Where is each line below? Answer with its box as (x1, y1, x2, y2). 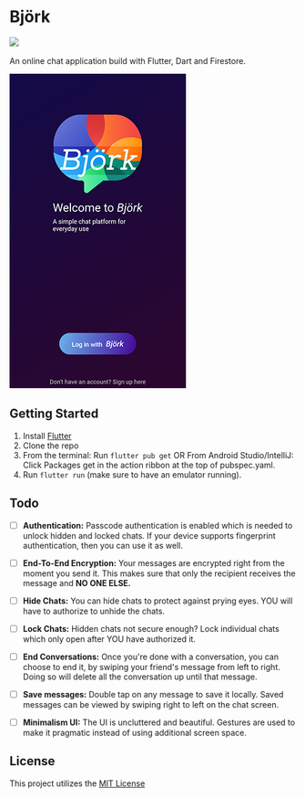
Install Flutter (22, 430, 72, 441)
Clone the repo (22, 440, 79, 451)
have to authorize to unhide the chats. (22, 605, 166, 616)
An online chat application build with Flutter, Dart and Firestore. (9, 55, 246, 66)
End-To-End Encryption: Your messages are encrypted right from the (22, 557, 285, 568)
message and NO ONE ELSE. (22, 577, 132, 588)
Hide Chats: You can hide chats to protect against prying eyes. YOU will (22, 595, 293, 606)
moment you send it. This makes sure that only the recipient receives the (22, 568, 296, 579)
